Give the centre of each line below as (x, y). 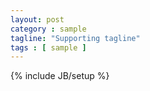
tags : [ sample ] (48, 47)
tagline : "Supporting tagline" (75, 38)
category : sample (48, 29)
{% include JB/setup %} (60, 76)
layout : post (37, 19)
